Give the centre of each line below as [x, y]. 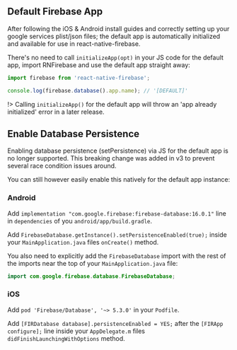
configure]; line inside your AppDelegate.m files [76, 331]
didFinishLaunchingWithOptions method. [66, 338]
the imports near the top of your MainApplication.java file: [93, 263]
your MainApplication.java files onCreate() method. [83, 242]
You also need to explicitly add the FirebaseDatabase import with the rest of [117, 256]
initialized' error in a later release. [56, 112]
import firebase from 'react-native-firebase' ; [79, 78]
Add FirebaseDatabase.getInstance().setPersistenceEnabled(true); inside [117, 234]
